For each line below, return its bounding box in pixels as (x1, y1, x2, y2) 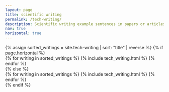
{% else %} (5, 66, 29, 72)
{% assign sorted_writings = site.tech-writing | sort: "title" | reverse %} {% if (5, 45, 163, 50)
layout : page (5, 7, 33, 13)
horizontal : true (5, 31, 42, 36)
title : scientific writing (5, 12, 62, 17)
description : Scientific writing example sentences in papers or (5, 21, 145, 27)
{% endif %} (5, 82, 31, 88)
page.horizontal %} (5, 50, 45, 56)
